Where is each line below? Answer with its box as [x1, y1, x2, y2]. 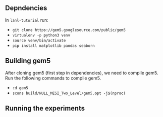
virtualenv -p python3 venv [12, 33, 70, 38]
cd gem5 [12, 85, 28, 90]
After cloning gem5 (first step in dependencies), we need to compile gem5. [5, 70, 159, 76]
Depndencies [5, 4, 48, 12]
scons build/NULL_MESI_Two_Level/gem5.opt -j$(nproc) [12, 91, 126, 96]
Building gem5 [5, 57, 51, 65]
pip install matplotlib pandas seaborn [12, 43, 95, 48]
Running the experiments [5, 104, 85, 113]
